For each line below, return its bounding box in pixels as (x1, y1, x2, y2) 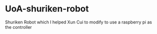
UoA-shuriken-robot (5, 3, 89, 14)
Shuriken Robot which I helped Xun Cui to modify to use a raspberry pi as (5, 19, 152, 25)
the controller (5, 24, 32, 30)
